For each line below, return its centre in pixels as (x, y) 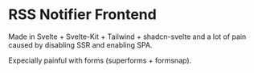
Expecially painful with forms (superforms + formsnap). (100, 60)
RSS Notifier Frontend (82, 15)
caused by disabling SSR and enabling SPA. (80, 44)
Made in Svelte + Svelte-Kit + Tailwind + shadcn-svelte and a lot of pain (127, 36)
